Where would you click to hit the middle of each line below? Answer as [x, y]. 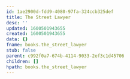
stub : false [21, 50]
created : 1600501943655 [36, 34]
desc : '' [17, 23]
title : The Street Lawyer [38, 17]
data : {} [17, 39]
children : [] [22, 61]
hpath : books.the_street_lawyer [46, 67]
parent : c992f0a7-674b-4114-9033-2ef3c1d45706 [65, 56]
